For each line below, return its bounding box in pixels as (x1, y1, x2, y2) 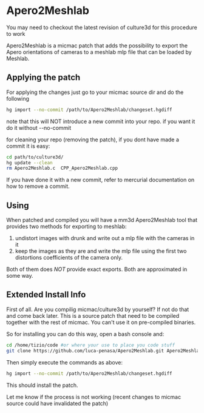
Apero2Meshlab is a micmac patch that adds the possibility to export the (6, 42, 188, 49)
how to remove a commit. (6, 183, 70, 190)
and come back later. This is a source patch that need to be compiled (6, 312, 180, 319)
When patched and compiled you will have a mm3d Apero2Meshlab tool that (6, 217, 198, 224)
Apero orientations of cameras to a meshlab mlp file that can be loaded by (6, 48, 192, 55)
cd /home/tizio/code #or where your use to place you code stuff (6, 342, 175, 348)
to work (6, 30, 25, 37)
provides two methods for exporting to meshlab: (6, 223, 127, 230)
